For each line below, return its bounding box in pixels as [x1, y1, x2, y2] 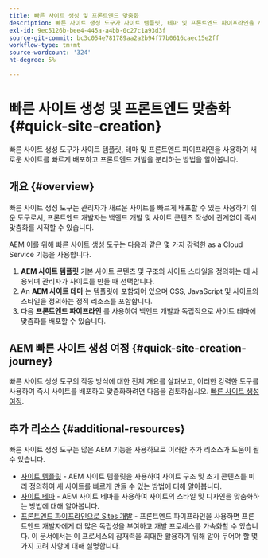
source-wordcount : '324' [9, 49, 91, 57]
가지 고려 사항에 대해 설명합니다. [20, 541, 121, 551]
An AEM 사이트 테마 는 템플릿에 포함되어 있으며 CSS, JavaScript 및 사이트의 [20, 286, 259, 295]
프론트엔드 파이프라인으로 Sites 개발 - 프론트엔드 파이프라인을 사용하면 [20, 511, 240, 521]
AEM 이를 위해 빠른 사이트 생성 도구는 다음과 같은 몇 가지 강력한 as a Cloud [9, 240, 243, 249]
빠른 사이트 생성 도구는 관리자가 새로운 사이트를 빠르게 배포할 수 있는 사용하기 [9, 202, 249, 212]
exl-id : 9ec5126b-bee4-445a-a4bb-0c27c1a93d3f [9, 26, 166, 34]
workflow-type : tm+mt [9, 41, 81, 49]
